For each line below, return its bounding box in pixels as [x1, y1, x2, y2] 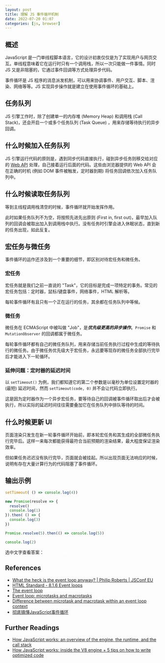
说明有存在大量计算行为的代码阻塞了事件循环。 [5, 461, 100, 467]
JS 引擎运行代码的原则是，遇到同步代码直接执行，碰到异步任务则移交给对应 [5, 155, 158, 161]
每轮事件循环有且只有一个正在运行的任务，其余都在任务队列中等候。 [5, 299, 143, 305]
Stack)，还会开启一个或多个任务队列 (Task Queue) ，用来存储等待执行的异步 [5, 119, 160, 125]
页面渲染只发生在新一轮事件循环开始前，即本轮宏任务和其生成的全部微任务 [5, 432, 156, 438]
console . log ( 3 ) [9, 517, 41, 522]
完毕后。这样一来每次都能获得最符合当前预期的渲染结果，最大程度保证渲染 [9, 438, 160, 444]
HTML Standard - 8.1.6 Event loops [12, 582, 83, 588]
